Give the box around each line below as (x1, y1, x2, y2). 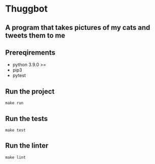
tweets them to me (5, 31, 66, 39)
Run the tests (5, 114, 48, 123)
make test (5, 128, 26, 133)
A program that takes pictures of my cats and (5, 23, 150, 32)
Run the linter (5, 141, 49, 150)
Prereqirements (5, 48, 56, 57)
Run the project (5, 87, 55, 96)
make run (5, 101, 24, 106)
